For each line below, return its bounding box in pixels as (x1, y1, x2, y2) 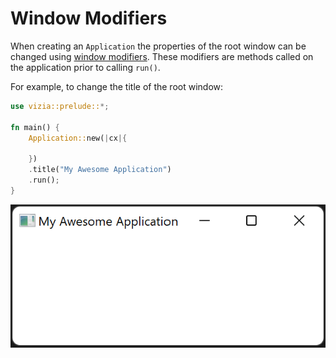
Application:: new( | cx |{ (28, 133, 128, 143)
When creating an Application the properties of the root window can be (10, 40, 307, 52)
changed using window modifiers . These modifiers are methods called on (10, 50, 314, 62)
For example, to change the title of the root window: (10, 80, 224, 92)
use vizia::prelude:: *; (10, 101, 110, 111)
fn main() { (10, 122, 60, 132)
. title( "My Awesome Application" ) (28, 165, 172, 175)
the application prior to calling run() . (10, 61, 161, 73)
